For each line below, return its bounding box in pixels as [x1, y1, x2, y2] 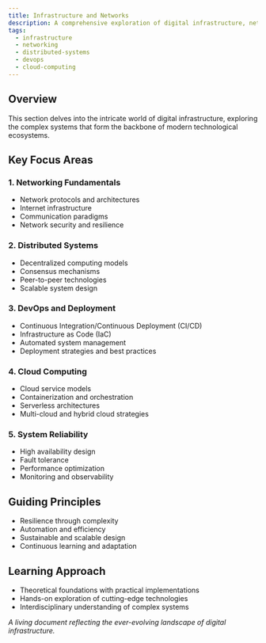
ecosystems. [8, 130, 50, 139]
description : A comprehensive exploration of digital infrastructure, [8, 19, 246, 27]
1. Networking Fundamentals [8, 177, 121, 188]
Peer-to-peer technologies [19, 275, 107, 284]
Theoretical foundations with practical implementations [19, 585, 199, 595]
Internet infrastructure [19, 204, 93, 213]
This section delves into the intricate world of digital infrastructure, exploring [8, 113, 258, 123]
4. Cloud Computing [8, 366, 87, 377]
